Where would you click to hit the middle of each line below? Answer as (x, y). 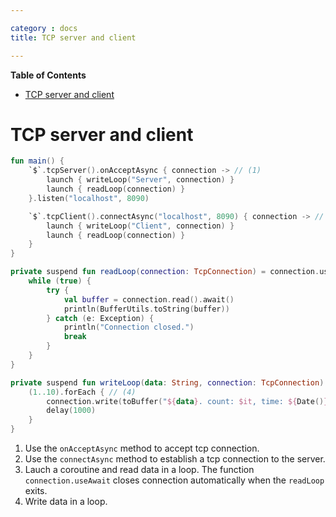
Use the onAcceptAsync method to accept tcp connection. (142, 448)
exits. (36, 491)
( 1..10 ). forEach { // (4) (82, 392)
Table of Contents (48, 75)
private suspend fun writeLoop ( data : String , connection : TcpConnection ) (167, 382)
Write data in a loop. (66, 502)
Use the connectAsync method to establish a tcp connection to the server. (175, 459)
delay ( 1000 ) (71, 411)
